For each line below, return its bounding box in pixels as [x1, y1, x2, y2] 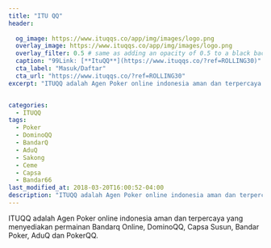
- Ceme [15, 161, 38, 170]
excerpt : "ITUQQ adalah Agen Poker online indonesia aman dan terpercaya [8, 79, 262, 87]
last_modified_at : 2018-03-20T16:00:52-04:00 [8, 183, 164, 192]
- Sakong [15, 153, 45, 162]
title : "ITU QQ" [8, 11, 63, 20]
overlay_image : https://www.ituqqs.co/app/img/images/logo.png [15, 42, 232, 50]
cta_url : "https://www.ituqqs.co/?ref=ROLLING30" [15, 72, 186, 80]
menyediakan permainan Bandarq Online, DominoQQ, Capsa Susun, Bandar [8, 221, 260, 231]
